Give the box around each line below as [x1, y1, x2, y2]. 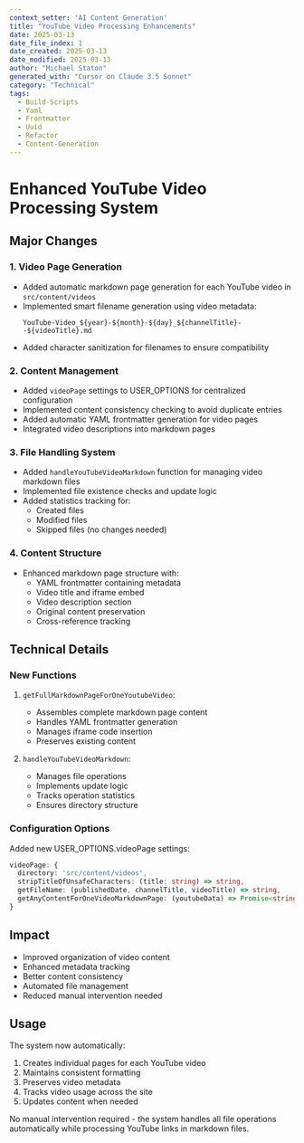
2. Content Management [9, 364, 119, 376]
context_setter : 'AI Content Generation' [9, 13, 168, 23]
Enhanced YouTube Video [9, 178, 207, 199]
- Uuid [17, 123, 43, 132]
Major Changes [9, 233, 98, 249]
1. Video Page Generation [9, 261, 122, 273]
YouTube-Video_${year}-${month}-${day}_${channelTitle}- [22, 318, 242, 327]
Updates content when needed [22, 1096, 138, 1107]
